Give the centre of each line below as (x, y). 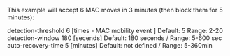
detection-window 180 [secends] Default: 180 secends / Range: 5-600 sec (115, 38)
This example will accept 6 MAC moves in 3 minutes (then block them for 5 (115, 10)
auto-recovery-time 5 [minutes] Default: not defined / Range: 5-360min (110, 45)
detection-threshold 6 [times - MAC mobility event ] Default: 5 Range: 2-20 (115, 31)
